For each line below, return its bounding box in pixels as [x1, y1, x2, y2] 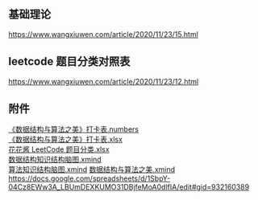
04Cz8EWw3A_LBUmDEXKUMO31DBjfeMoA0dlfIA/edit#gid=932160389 [8, 182, 250, 192]
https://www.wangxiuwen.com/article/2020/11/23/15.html [8, 29, 199, 39]
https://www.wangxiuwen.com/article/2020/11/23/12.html [8, 76, 199, 86]
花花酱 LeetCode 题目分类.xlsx [8, 145, 110, 154]
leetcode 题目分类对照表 [8, 55, 131, 68]
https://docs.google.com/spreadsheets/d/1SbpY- [8, 173, 171, 183]
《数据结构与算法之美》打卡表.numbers [8, 124, 139, 134]
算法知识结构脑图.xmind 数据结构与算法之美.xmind [8, 165, 176, 174]
